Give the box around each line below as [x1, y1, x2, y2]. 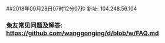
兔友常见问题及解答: [6, 21, 63, 29]
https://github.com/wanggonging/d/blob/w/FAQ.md [6, 29, 159, 37]
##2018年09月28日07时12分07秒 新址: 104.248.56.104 [6, 5, 137, 12]
